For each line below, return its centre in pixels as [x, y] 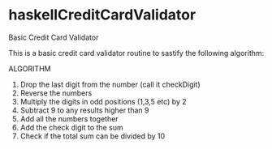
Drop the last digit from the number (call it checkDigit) [110, 84]
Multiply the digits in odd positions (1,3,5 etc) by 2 [103, 101]
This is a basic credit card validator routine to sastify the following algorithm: [136, 53]
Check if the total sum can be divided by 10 [93, 136]
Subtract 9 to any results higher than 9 [84, 110]
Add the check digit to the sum [71, 127]
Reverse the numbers [56, 93]
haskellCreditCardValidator [102, 15]
